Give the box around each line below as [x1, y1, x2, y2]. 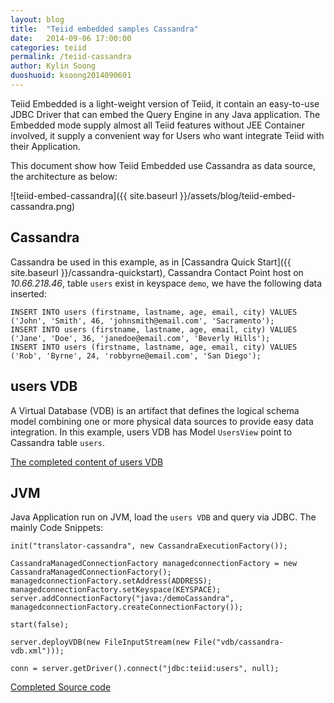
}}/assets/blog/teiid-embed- [179, 189, 297, 201]
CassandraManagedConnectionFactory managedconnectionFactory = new [10, 559, 298, 569]
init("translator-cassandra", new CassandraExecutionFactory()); [10, 541, 288, 551]
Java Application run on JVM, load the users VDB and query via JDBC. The [10, 511, 317, 523]
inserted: [10, 287, 47, 300]
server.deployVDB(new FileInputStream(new [10, 637, 190, 648]
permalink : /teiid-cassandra [10, 52, 132, 62]
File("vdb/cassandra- [193, 637, 284, 648]
